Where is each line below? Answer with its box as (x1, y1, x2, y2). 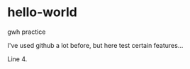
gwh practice (7, 27, 46, 36)
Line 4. (7, 54, 28, 63)
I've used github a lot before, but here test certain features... (7, 41, 184, 49)
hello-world (7, 4, 78, 20)
